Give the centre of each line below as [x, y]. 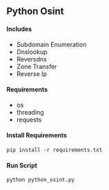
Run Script [22, 165]
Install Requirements [37, 135]
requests [29, 120]
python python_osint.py [41, 180]
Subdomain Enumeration [51, 44]
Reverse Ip [32, 74]
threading [30, 112]
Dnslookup [32, 52]
